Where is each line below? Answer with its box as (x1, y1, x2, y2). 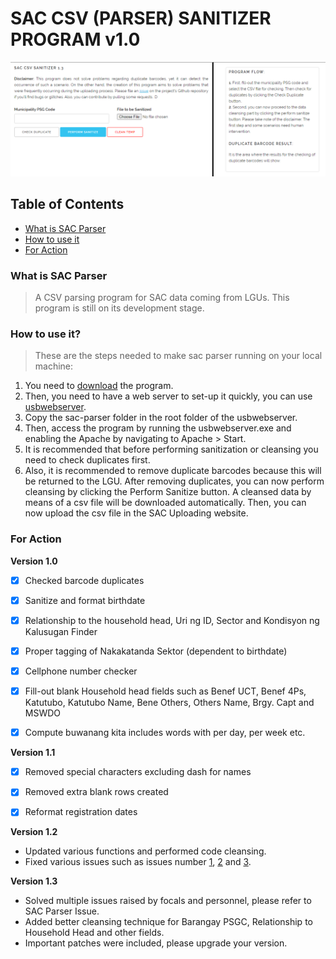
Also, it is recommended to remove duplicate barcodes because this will (24, 465, 322, 477)
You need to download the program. (24, 380, 174, 392)
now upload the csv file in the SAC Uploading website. (24, 507, 249, 519)
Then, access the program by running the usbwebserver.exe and (24, 422, 292, 434)
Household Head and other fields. (24, 927, 165, 939)
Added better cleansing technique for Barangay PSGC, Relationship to (24, 916, 313, 928)
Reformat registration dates (24, 806, 138, 818)
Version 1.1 (10, 747, 56, 759)
